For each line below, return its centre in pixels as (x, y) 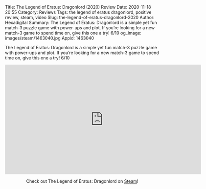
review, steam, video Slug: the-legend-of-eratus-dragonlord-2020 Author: (80, 17)
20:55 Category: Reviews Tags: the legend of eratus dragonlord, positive (78, 12)
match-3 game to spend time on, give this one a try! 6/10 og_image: (73, 33)
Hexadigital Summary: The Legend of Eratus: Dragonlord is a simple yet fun (81, 22)
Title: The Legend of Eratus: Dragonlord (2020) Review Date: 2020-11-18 (78, 7)
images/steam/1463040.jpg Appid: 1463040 (50, 38)
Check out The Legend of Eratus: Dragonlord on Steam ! (82, 181)
